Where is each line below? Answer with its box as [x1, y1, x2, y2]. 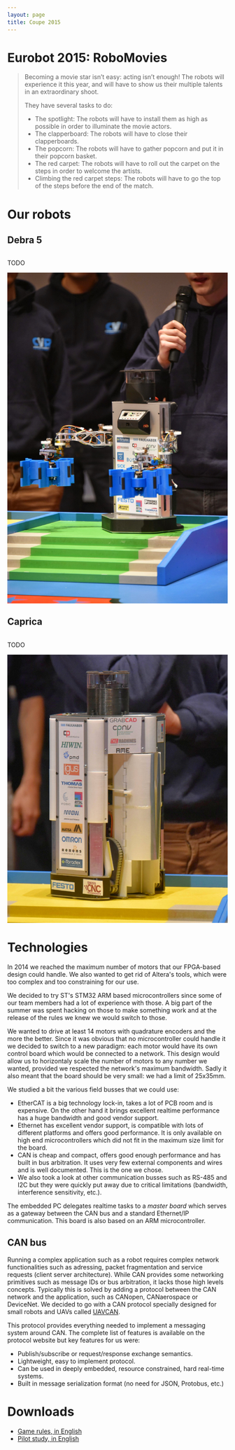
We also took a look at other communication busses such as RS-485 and [17, 1173, 227, 1181]
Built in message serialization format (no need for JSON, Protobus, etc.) [17, 1379, 225, 1388]
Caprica [7, 616, 43, 628]
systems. [17, 1372, 44, 1380]
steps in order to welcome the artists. [34, 167, 143, 175]
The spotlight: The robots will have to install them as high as [34, 115, 208, 123]
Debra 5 [7, 235, 43, 246]
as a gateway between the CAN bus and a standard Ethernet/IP [7, 1208, 190, 1218]
